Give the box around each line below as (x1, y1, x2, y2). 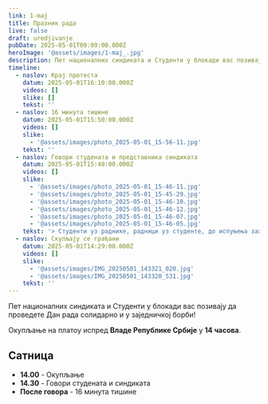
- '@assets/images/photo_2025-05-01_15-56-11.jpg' (29, 138, 202, 146)
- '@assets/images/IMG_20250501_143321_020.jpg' (29, 265, 195, 273)
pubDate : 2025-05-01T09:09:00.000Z (8, 42, 127, 50)
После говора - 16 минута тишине (19, 386, 137, 396)
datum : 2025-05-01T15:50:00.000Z (22, 116, 134, 124)
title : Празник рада (8, 19, 77, 27)
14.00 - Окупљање (19, 370, 85, 379)
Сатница (8, 349, 54, 362)
